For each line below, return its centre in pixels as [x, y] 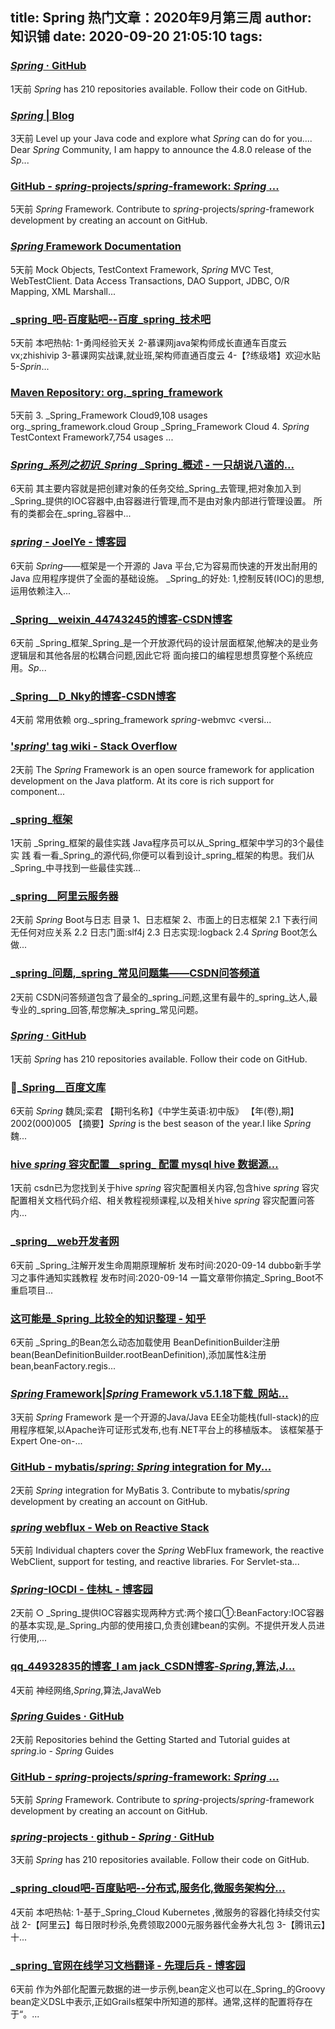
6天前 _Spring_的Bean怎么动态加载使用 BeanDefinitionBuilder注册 [145, 1342]
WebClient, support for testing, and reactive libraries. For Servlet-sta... [155, 1561]
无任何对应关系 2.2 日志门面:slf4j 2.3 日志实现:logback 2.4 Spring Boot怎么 [164, 932]
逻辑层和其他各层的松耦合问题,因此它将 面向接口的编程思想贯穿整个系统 [157, 655]
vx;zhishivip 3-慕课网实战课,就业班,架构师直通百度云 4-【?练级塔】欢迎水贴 [165, 355]
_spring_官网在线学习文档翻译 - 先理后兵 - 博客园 [128, 1965]
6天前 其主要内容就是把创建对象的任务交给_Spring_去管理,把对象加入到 [156, 489]
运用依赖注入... [41, 590]
